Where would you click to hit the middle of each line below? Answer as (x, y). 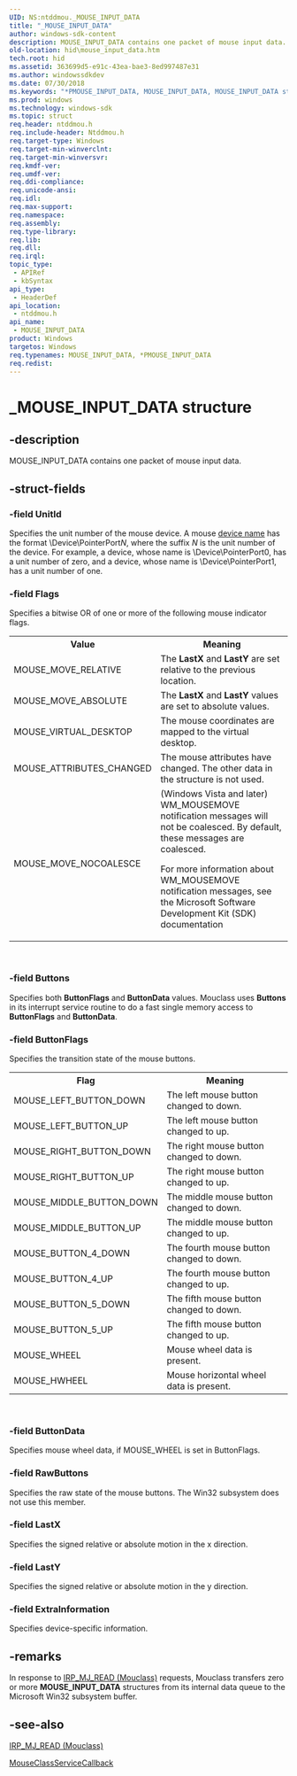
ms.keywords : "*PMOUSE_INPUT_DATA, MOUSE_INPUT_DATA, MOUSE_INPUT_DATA (144, 91)
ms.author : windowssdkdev (57, 75)
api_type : (27, 289)
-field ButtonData (47, 1431)
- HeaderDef (35, 298)
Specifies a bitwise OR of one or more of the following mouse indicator (138, 613)
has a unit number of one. (56, 571)
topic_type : (31, 265)
